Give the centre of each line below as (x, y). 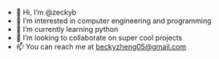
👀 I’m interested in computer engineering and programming (114, 21)
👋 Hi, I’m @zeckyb (46, 12)
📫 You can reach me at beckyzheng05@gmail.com (101, 47)
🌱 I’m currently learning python (67, 29)
